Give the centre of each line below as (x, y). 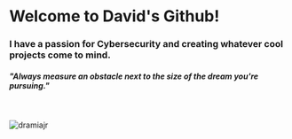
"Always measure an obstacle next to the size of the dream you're (134, 76)
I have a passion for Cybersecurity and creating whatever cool (146, 44)
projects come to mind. (60, 55)
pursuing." (30, 85)
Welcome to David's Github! (114, 16)
